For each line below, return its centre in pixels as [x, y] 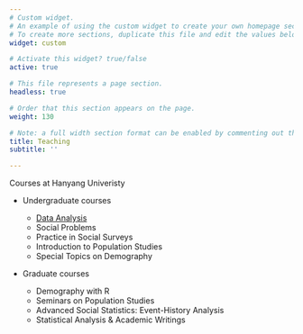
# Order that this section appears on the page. [102, 108]
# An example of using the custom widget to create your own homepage [145, 26]
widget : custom [38, 43]
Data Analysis [61, 218]
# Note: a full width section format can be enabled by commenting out [147, 133]
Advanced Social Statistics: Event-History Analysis [130, 311]
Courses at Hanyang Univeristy [67, 183]
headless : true [38, 92]
